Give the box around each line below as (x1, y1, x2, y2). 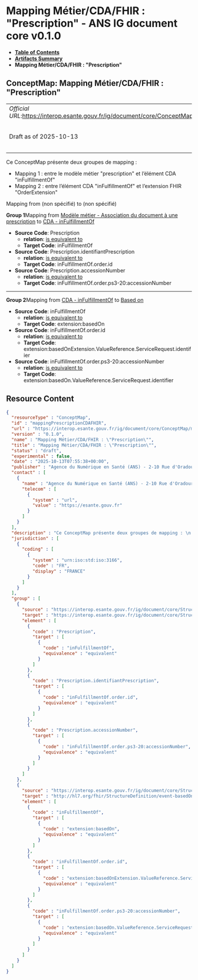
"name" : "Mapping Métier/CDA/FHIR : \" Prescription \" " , (11, 436, 154, 443)
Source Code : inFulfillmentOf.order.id (14, 326, 106, 334)
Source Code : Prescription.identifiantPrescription (14, 248, 135, 255)
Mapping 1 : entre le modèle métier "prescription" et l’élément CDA (14, 170, 176, 177)
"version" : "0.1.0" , (11, 432, 65, 438)
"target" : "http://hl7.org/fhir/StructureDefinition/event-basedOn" (21, 793, 196, 799)
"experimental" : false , (11, 453, 72, 459)
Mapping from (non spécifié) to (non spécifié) (6, 200, 117, 207)
